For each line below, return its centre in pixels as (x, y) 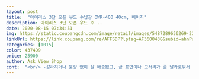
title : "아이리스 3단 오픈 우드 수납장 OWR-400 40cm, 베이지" (76, 17)
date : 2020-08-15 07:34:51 (39, 28)
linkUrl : (17, 39)
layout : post (22, 12)
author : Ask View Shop (34, 61)
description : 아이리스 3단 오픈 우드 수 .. (54, 23)
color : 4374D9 (24, 50)
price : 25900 (22, 56)
